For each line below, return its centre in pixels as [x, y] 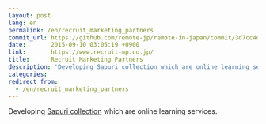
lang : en [23, 23]
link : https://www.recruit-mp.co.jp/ [81, 52]
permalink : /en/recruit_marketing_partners [81, 30]
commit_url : [28, 38]
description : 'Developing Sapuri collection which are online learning [129, 67]
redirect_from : [33, 81]
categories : [28, 74]
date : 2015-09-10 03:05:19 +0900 [74, 45]
